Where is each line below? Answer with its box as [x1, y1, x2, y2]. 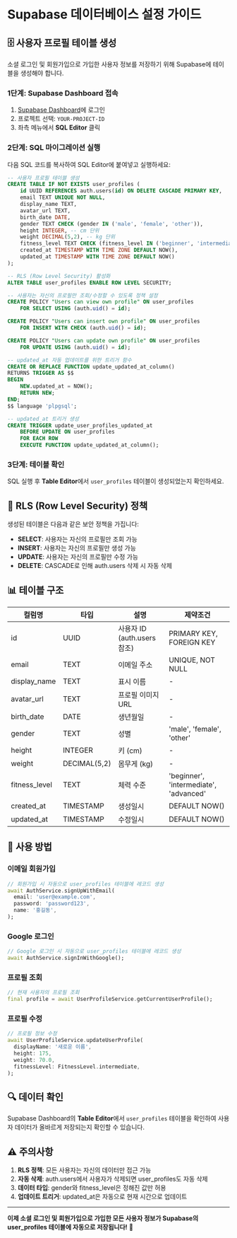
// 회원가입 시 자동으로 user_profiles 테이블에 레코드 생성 [7, 880, 164, 888]
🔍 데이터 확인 [7, 1091, 63, 1103]
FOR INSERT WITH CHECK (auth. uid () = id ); [20, 325, 147, 332]
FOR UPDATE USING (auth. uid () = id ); [20, 344, 131, 351]
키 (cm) [118, 746, 142, 756]
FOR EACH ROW [20, 435, 59, 442]
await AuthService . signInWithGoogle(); [7, 954, 125, 962]
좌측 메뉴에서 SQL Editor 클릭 [17, 123, 101, 132]
